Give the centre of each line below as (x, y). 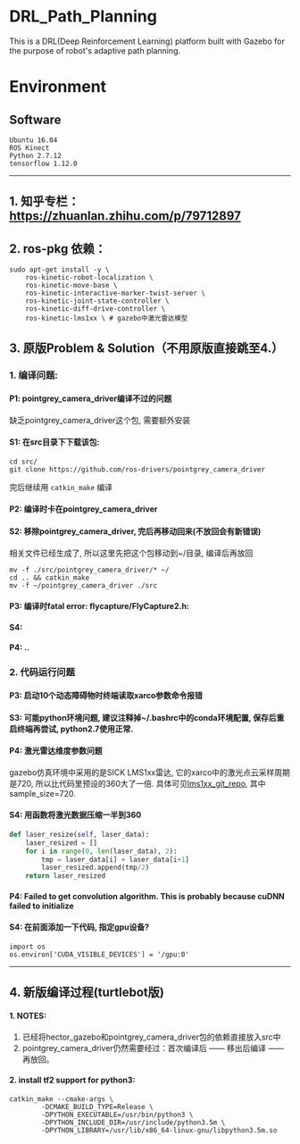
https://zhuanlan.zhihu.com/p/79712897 (125, 216)
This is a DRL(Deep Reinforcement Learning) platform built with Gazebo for (147, 41)
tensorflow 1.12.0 (43, 163)
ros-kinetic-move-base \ (71, 286)
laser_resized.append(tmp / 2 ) (96, 868)
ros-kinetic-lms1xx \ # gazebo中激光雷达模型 (107, 319)
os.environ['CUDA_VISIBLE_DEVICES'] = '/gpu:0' (100, 955)
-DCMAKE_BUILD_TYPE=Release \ (97, 1106)
